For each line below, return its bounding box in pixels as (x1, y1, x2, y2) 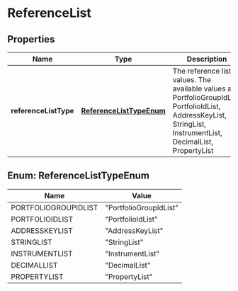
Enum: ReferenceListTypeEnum (7, 170, 150, 182)
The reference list (172, 66, 232, 76)
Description (186, 55, 227, 64)
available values (172, 84, 226, 93)
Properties (7, 33, 55, 45)
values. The (172, 75, 211, 84)
